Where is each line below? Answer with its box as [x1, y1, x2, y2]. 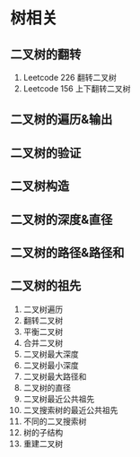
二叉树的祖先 [10, 279, 82, 294]
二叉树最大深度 [22, 349, 79, 359]
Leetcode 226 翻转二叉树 [22, 73, 118, 82]
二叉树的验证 [10, 145, 82, 160]
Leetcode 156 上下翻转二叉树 [22, 83, 131, 94]
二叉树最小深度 [22, 359, 79, 370]
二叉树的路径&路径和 [10, 245, 125, 260]
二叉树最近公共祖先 [22, 393, 95, 404]
